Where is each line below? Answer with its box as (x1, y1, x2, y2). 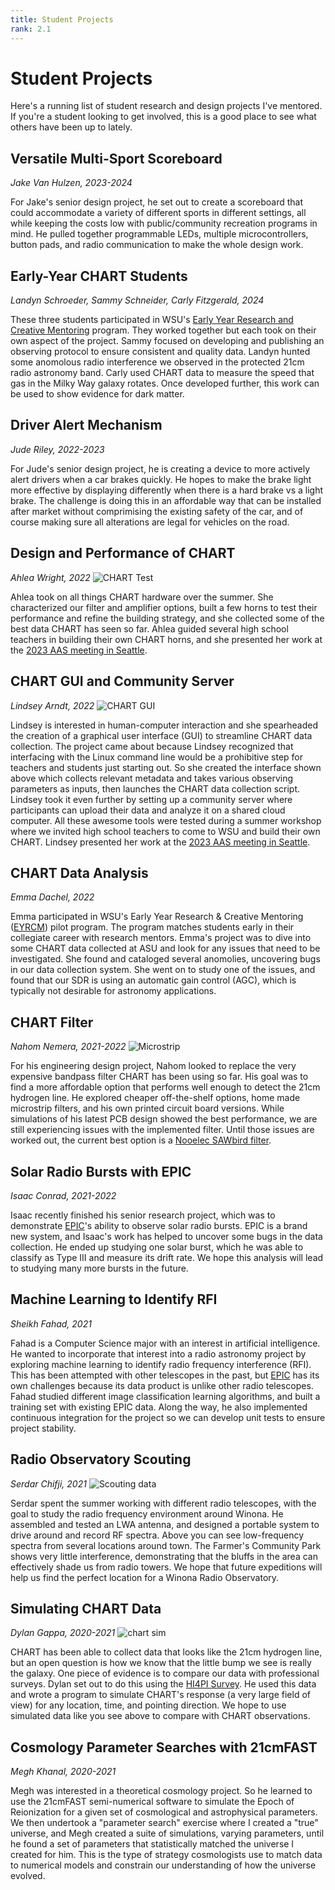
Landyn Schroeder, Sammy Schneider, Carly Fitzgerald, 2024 (10, 294, 265, 306)
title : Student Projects (10, 14, 114, 25)
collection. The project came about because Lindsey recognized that (10, 740, 294, 752)
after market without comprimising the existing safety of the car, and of (10, 505, 304, 517)
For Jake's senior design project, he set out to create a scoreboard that (10, 196, 303, 208)
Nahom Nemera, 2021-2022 (10, 1041, 127, 1053)
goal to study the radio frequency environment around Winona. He (10, 1507, 284, 1520)
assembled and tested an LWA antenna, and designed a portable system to (10, 1518, 320, 1530)
